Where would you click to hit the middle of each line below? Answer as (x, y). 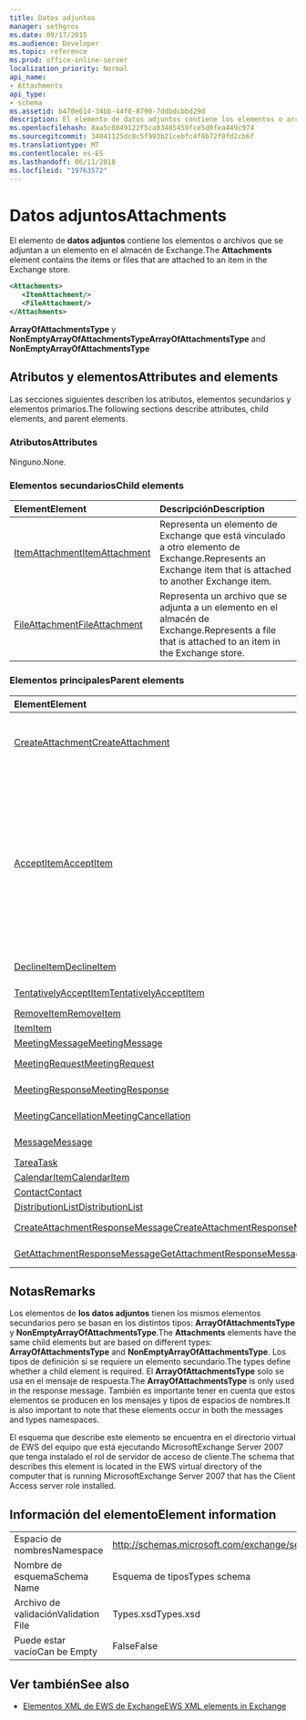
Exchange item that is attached (225, 570)
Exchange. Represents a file (217, 630)
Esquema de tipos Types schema (182, 1577)
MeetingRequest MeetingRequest (84, 1063)
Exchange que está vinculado (222, 536)
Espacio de (38, 1539)
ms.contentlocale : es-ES (56, 153)
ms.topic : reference (49, 52)
